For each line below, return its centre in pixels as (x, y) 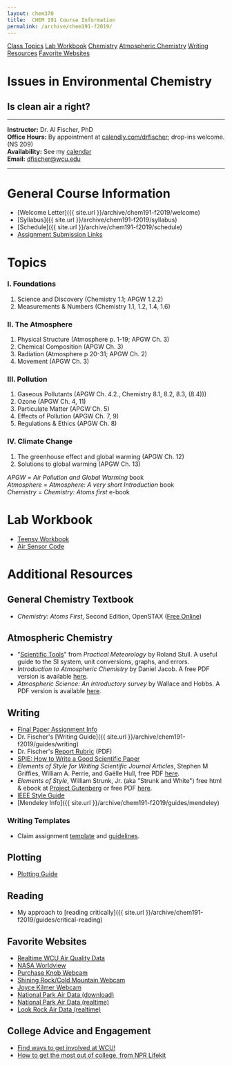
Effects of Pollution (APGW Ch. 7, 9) (68, 416)
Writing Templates (39, 821)
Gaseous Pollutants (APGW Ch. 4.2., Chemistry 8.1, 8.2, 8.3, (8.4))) (112, 394)
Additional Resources (70, 574)
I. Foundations (32, 284)
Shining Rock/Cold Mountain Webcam (71, 980)
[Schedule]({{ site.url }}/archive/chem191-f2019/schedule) (100, 227)
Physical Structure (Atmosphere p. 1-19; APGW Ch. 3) (93, 340)
